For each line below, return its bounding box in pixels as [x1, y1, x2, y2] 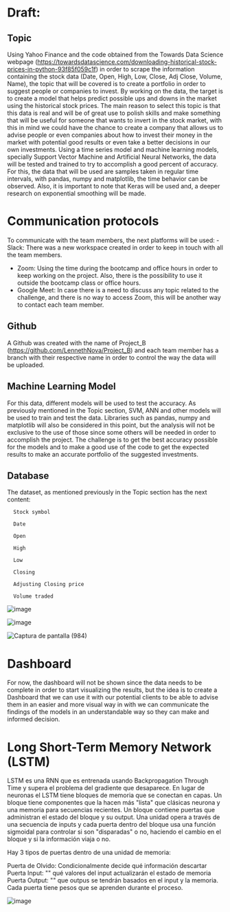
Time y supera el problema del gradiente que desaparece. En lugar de [7, 784, 205, 792]
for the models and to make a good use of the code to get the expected [7, 442, 209, 451]
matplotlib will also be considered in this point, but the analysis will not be [7, 421, 215, 429]
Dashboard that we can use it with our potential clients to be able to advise [7, 693, 218, 702]
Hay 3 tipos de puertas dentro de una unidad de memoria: [7, 848, 172, 857]
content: [7, 495, 31, 503]
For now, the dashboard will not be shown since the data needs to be [7, 679, 203, 687]
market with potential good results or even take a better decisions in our [7, 138, 211, 146]
